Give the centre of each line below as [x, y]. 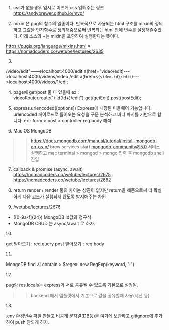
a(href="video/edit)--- [107, 71]
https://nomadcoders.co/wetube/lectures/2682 [62, 180]
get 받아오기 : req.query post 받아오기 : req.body [55, 244]
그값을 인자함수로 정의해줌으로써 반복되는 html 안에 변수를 [79, 30]
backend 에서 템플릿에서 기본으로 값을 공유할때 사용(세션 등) [90, 295]
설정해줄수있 [149, 30]
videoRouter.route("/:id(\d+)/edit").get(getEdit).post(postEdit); [77, 98]
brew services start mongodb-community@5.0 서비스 [105, 147]
